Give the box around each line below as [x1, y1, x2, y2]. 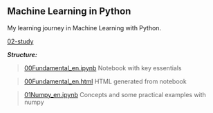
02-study [7, 37, 34, 45]
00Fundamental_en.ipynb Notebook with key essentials [24, 63, 182, 72]
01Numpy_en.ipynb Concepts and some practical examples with [24, 90, 206, 99]
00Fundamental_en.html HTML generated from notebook [24, 77, 187, 85]
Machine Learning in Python [7, 6, 131, 17]
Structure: [7, 50, 38, 59]
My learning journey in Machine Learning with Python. [7, 23, 161, 32]
